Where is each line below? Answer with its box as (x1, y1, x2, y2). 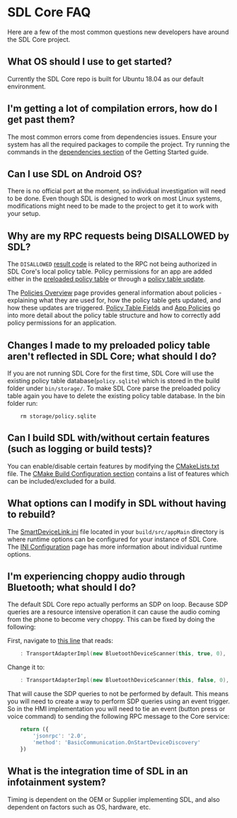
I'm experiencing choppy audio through (7, 571, 185, 583)
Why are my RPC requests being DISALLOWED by (7, 229, 230, 242)
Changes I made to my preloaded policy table (7, 339, 211, 351)
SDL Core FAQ (7, 4, 91, 21)
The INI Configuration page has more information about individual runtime (7, 543, 223, 551)
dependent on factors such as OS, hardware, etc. (7, 802, 151, 811)
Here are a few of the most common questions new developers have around (7, 28, 229, 36)
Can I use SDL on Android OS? (7, 168, 143, 180)
